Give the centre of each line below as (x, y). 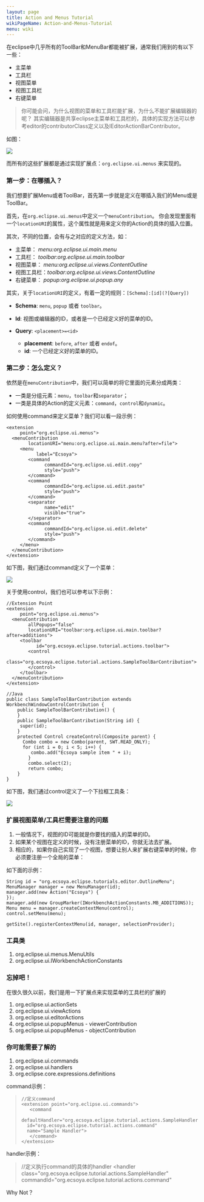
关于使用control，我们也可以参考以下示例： (60, 592)
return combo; (46, 768)
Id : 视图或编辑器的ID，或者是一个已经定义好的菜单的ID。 (86, 318)
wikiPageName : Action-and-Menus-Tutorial (59, 23)
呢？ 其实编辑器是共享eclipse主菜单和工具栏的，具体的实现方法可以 (105, 119)
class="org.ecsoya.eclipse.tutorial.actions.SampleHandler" (95, 1173)
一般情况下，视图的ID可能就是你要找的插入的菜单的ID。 (84, 834)
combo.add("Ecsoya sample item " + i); (81, 753)
